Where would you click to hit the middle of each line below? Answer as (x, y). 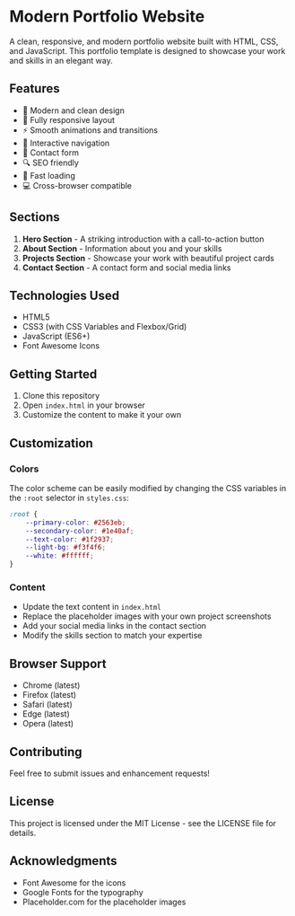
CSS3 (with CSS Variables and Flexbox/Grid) (104, 327)
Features (35, 88)
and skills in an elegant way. (61, 60)
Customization (52, 443)
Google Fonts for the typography (82, 892)
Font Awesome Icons (61, 346)
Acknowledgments (64, 861)
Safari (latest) (48, 705)
